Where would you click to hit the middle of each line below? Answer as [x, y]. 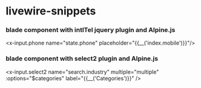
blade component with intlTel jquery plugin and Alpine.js [91, 30]
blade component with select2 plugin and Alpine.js [82, 58]
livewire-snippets [51, 11]
